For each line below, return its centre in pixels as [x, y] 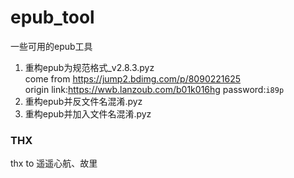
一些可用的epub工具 [51, 46]
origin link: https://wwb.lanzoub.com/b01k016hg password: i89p [154, 89]
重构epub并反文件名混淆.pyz [83, 101]
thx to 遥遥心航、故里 [54, 163]
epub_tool [52, 17]
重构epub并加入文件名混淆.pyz [88, 113]
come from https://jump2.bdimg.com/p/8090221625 [133, 78]
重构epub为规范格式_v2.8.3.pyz [89, 67]
